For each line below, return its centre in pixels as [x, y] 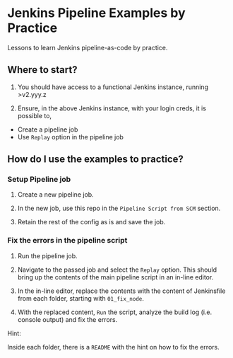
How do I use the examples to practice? [95, 160]
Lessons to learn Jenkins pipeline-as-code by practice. [88, 47]
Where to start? [42, 70]
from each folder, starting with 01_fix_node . [81, 298]
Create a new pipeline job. [55, 195]
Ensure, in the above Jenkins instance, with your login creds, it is [112, 108]
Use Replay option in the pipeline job [70, 137]
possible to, [34, 115]
